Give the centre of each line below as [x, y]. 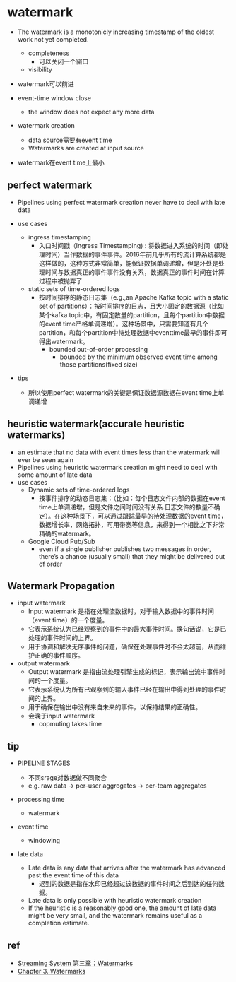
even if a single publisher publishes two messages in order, [125, 549]
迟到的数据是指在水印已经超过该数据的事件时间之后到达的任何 [129, 884]
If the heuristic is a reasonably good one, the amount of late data [122, 908]
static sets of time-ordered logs [74, 289]
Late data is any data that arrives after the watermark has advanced [127, 868]
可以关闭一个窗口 [64, 61]
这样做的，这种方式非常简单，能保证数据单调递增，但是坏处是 [129, 263]
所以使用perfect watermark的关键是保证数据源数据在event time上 [123, 392]
